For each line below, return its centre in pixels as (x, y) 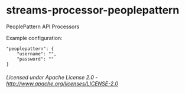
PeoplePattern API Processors (43, 26)
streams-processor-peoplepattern (93, 10)
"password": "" (35, 59)
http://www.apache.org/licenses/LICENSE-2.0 (62, 84)
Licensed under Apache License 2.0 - (52, 77)
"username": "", (37, 54)
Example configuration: (35, 38)
